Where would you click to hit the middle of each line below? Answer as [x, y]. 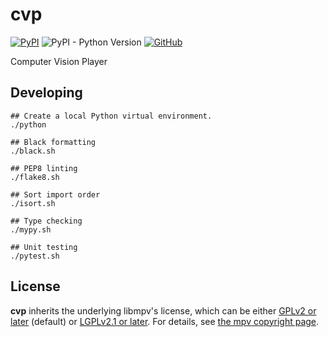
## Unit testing [44, 247]
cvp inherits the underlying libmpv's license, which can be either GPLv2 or [163, 310]
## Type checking [46, 221]
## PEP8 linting [44, 168]
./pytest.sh [35, 256]
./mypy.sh [31, 229]
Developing [46, 93]
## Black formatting [53, 142]
